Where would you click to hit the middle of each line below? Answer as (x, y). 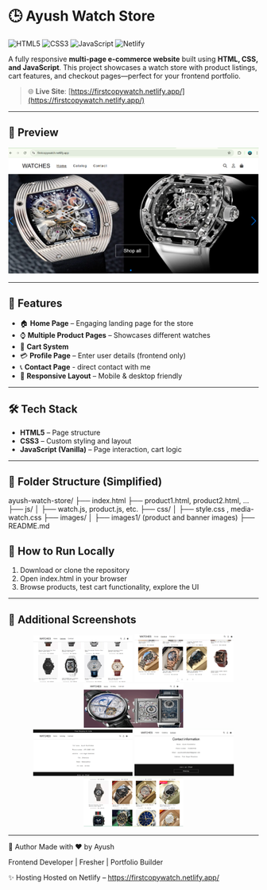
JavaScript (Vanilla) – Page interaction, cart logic (101, 449)
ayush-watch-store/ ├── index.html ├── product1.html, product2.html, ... (129, 501)
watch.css (25, 517)
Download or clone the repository (74, 571)
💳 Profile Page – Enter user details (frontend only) (103, 355)
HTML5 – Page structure (60, 432)
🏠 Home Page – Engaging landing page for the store (106, 323)
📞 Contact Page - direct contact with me (85, 366)
